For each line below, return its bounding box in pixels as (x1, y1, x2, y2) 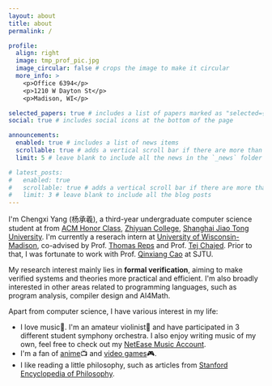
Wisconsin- (201, 232, 240, 242)
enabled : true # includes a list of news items (15, 139, 180, 147)
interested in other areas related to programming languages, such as (8, 282, 237, 292)
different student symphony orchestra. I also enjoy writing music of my (19, 331, 257, 341)
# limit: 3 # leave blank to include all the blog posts (8, 191, 212, 199)
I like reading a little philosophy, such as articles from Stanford (19, 360, 228, 370)
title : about (8, 19, 53, 28)
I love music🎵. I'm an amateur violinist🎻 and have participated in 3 (19, 322, 240, 332)
